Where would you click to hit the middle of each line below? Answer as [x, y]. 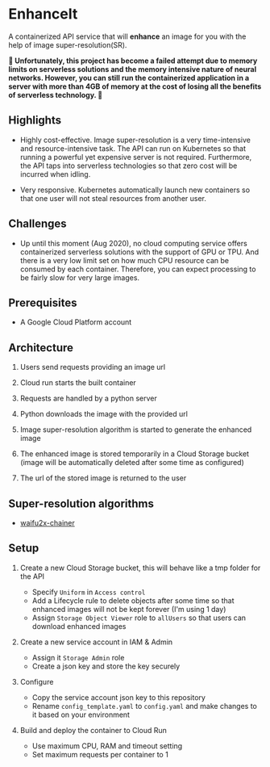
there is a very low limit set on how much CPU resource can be [125, 260]
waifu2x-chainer [47, 523]
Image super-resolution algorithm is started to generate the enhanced [136, 430]
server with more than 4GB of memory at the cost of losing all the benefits [135, 86]
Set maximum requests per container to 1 [100, 754]
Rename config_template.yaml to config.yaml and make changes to [145, 706]
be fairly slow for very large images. [79, 277]
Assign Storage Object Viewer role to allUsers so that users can [139, 618]
